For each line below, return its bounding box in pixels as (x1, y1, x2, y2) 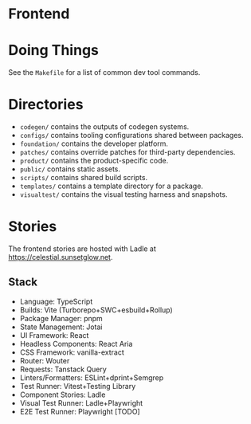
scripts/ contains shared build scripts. (19, 173, 148, 183)
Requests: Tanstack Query (19, 364, 108, 374)
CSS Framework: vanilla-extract (19, 347, 125, 357)
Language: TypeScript (19, 296, 93, 306)
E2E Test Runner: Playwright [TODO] (19, 406, 141, 416)
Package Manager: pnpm (19, 313, 104, 323)
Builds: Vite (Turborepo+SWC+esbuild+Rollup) (19, 304, 173, 315)
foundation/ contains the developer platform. (19, 139, 169, 148)
